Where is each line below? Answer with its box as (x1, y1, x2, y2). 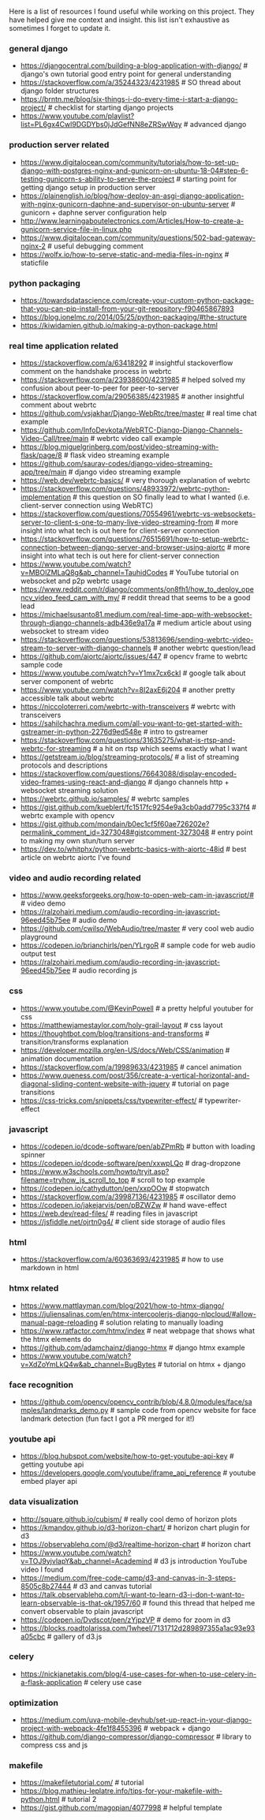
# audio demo (72, 915, 118, 925)
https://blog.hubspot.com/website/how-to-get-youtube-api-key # (20, 1452, 235, 1461)
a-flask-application (20, 1677, 82, 1687)
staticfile (20, 258, 49, 267)
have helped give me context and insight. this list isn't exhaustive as (9, 15, 230, 24)
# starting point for (176, 174, 237, 184)
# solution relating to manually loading (99, 1317, 224, 1327)
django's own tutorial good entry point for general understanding (20, 69, 232, 79)
